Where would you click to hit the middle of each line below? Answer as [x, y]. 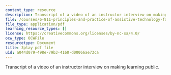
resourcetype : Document [31, 43]
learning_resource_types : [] [36, 29]
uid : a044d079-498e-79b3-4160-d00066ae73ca [52, 52]
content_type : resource [31, 10]
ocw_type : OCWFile [25, 39]
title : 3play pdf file [29, 48]
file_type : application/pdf [35, 24]
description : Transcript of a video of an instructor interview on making [86, 15]
